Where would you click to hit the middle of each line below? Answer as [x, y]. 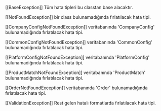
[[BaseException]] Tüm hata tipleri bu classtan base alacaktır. [69, 7]
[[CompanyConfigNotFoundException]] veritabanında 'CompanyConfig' [80, 27]
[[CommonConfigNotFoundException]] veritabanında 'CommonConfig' [79, 42]
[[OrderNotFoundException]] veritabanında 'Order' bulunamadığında [76, 88]
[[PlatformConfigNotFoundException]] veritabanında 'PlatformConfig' [77, 57]
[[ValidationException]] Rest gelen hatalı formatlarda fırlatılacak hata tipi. [80, 103]
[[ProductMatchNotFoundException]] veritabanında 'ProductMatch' [75, 72]
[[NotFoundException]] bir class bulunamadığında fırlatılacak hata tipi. [78, 17]
